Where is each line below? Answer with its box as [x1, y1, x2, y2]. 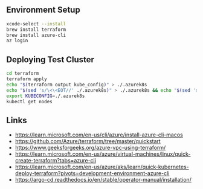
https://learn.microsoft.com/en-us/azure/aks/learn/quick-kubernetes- [14, 163, 189, 171]
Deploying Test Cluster [6, 54, 95, 65]
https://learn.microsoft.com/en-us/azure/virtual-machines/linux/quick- [14, 150, 191, 158]
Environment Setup [6, 5, 80, 15]
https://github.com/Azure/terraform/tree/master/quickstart [14, 138, 161, 145]
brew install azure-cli [6, 32, 66, 38]
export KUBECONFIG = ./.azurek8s [6, 93, 85, 99]
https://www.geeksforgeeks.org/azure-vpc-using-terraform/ [14, 144, 166, 152]
